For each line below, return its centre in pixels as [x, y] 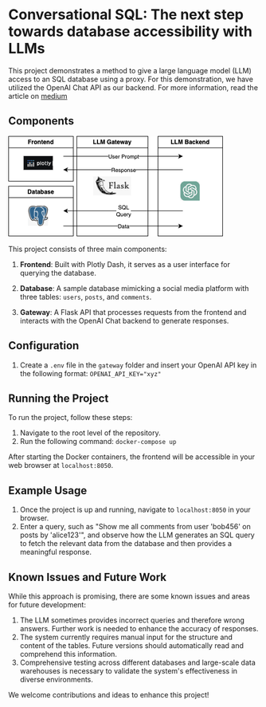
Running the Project [59, 398]
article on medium [38, 96]
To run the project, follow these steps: [70, 418]
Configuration [44, 346]
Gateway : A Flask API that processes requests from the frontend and [133, 312]
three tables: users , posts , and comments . [86, 297]
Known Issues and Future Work [88, 577]
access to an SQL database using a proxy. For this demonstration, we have [131, 79]
